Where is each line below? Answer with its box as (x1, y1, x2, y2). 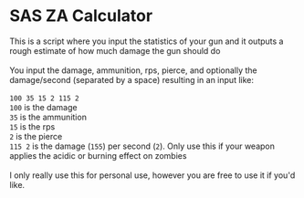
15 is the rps (9, 120, 56, 132)
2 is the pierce (9, 130, 63, 141)
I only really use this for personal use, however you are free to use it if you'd (9, 170, 296, 181)
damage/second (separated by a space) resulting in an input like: (9, 74, 254, 85)
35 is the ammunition (9, 111, 87, 122)
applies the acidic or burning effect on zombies (9, 150, 187, 161)
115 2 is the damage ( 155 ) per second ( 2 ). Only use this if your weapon (9, 141, 276, 151)
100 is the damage (9, 101, 78, 112)
